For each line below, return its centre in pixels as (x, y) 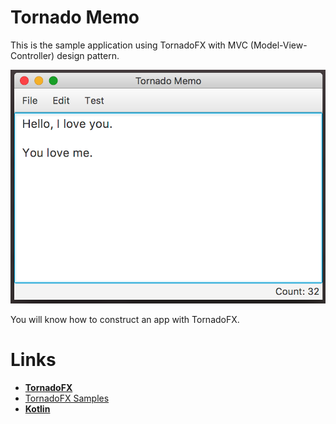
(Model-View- (278, 45)
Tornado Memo (75, 17)
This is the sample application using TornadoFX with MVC (129, 45)
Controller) (32, 55)
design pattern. (88, 55)
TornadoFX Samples (67, 398)
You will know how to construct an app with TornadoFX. (125, 319)
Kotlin (37, 408)
